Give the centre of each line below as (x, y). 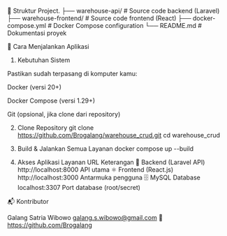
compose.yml (27, 25)
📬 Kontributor (28, 201)
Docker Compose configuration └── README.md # (128, 25)
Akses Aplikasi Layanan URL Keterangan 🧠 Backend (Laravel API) (111, 162)
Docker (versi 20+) (34, 87)
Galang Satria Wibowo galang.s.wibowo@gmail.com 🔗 (85, 217)
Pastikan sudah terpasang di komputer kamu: (72, 74)
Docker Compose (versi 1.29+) (51, 101)
